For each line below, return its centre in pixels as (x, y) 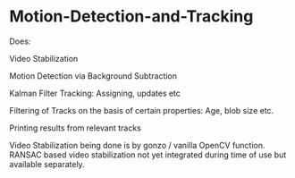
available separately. (47, 164)
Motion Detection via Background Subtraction (93, 76)
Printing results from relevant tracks (75, 128)
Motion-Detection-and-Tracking (131, 17)
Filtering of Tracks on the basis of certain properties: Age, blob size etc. (142, 110)
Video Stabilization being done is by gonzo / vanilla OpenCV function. (137, 145)
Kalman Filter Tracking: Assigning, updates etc (95, 93)
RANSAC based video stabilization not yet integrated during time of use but (148, 155)
